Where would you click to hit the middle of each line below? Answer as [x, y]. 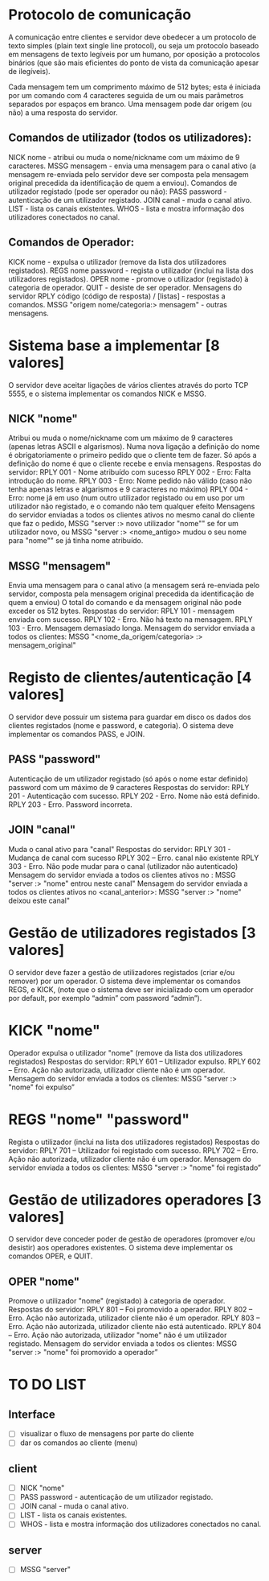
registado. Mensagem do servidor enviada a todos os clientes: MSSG [123, 1344]
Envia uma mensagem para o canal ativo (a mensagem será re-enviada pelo [134, 586]
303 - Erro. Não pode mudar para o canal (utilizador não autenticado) [123, 866]
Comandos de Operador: [71, 243]
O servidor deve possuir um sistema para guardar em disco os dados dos [130, 717]
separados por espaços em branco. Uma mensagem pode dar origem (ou [130, 104]
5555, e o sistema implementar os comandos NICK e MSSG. [108, 393]
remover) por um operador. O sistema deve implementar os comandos [124, 981]
